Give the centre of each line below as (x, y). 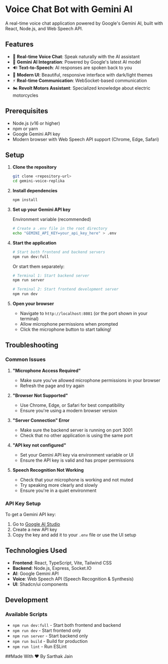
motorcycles (25, 95)
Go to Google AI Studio (36, 524)
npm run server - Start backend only (50, 636)
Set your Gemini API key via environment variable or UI (77, 455)
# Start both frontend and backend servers (59, 252)
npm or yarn (25, 128)
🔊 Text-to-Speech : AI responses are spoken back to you (72, 67)
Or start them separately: (38, 266)
